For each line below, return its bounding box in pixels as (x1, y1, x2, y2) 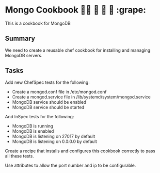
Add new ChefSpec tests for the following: (5, 79, 90, 85)
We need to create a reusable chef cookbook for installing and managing (5, 47, 151, 53)
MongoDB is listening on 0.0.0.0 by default (12, 138, 97, 144)
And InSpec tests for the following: (5, 113, 74, 119)
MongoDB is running (12, 123, 53, 129)
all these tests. (5, 153, 34, 159)
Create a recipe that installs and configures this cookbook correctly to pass (5, 148, 156, 154)
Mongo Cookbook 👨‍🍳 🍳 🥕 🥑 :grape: (5, 4, 146, 16)
